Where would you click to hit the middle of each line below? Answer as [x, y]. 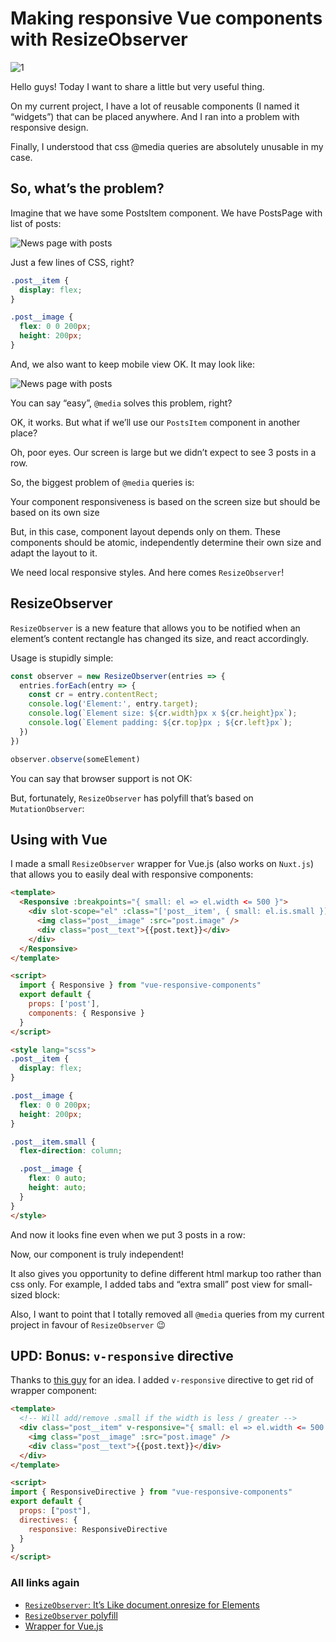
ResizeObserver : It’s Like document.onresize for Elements [142, 1604]
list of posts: [36, 223]
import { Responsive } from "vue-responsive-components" [140, 985]
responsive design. [49, 127]
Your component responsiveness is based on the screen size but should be [165, 501]
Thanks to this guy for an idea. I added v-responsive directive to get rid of [162, 1380]
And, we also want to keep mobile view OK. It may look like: [132, 364]
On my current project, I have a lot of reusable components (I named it [155, 106]
